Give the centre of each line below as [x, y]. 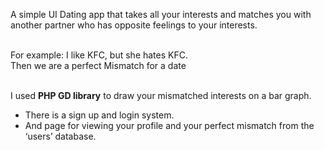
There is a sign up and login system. [99, 115]
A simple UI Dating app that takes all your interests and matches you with [161, 14]
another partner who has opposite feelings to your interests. [134, 25]
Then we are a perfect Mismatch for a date [98, 65]
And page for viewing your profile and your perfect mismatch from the [169, 125]
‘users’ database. [60, 136]
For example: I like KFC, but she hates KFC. [99, 55]
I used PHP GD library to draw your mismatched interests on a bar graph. [161, 95]
